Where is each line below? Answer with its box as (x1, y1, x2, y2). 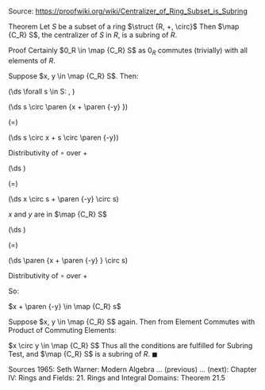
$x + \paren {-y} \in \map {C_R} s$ (8, 301, 121, 311)
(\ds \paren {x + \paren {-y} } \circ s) (8, 255, 129, 265)
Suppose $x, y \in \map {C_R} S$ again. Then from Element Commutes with (8, 316, 255, 327)
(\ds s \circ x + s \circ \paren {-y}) (8, 132, 119, 142)
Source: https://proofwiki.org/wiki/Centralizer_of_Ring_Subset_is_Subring (8, 6, 248, 16)
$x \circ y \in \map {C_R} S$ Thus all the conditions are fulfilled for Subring (8, 340, 253, 350)
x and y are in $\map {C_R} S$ (8, 209, 107, 219)
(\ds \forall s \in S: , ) (8, 86, 75, 96)
